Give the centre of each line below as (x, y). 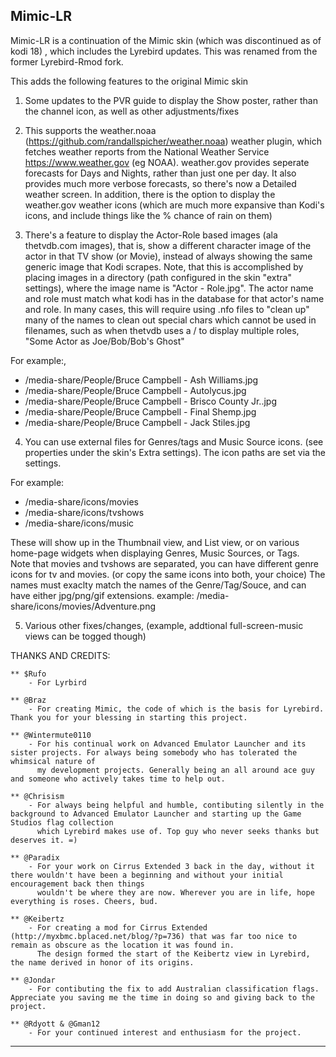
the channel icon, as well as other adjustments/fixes (132, 111)
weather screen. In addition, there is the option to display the (150, 194)
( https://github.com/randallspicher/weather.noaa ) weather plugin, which (173, 141)
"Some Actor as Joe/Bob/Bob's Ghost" (104, 341)
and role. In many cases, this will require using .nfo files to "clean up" (167, 309)
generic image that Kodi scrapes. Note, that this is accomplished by (164, 266)
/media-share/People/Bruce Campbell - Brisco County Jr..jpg (150, 401)
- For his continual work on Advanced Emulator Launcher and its (167, 744)
